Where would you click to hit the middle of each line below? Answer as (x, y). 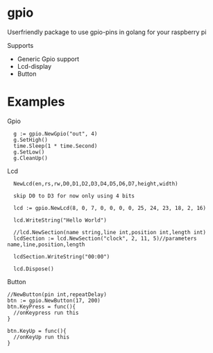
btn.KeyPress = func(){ (42, 306)
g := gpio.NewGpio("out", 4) (56, 133)
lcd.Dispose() (34, 269)
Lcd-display (34, 66)
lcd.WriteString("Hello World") (60, 220)
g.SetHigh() (31, 140)
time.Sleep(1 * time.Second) (56, 146)
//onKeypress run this (46, 313)
